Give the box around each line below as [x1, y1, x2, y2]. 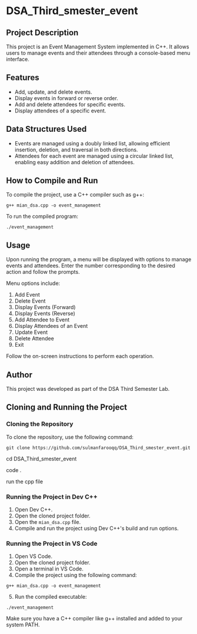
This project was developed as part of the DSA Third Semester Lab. [6, 386, 170, 393]
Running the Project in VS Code [6, 539, 98, 547]
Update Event [14, 328, 48, 336]
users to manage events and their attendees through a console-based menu [6, 49, 191, 57]
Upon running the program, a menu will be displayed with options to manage [6, 256, 192, 263]
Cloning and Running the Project [6, 402, 128, 413]
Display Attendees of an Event [14, 323, 88, 330]
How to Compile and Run [6, 175, 98, 186]
